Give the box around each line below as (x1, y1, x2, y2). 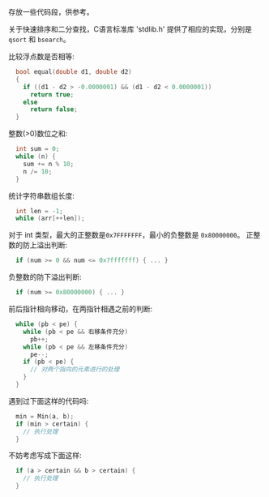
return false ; (29, 105, 79, 114)
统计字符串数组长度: (8, 191, 75, 200)
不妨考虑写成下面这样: (8, 451, 83, 461)
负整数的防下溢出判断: (8, 272, 83, 282)
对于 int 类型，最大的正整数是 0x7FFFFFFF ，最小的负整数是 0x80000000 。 (8, 230, 245, 240)
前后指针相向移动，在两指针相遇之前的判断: (8, 304, 153, 314)
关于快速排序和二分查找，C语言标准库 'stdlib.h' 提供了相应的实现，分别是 (8, 24, 253, 34)
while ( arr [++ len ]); (15, 214, 85, 223)
